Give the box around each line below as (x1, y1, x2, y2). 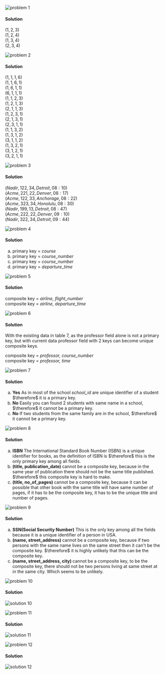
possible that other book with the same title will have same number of (12, 484, 154, 490)
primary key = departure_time (12, 264, 73, 270)
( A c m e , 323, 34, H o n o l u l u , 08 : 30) (5, 200, 74, 207)
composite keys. (5, 343, 38, 349)
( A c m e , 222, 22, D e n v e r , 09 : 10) (5, 211, 70, 217)
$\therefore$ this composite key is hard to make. (12, 474, 111, 480)
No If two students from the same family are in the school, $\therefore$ (12, 411, 158, 417)
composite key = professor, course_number (5, 353, 94, 358)
